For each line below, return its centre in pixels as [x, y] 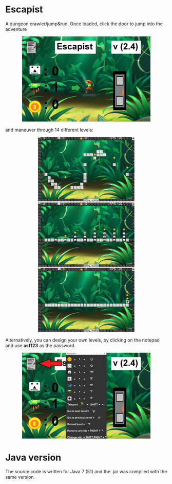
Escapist [24, 10]
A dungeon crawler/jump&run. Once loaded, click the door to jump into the [84, 24]
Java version [33, 458]
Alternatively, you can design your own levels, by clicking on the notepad [83, 340]
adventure [16, 29]
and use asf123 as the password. [41, 346]
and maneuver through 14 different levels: [49, 130]
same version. [20, 477]
